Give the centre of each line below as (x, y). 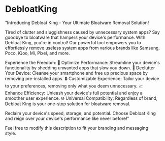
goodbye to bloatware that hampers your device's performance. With (75, 37)
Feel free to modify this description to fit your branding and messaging (77, 128)
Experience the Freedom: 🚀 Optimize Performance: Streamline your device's (82, 62)
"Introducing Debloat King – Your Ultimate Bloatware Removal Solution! (77, 23)
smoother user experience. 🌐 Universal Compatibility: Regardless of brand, (81, 98)
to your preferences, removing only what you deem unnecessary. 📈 (74, 86)
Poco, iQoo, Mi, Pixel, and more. (38, 53)
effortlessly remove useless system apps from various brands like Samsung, (82, 48)
